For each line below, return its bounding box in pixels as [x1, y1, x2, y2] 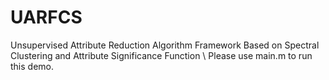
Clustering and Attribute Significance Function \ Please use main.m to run [10, 49, 313, 61]
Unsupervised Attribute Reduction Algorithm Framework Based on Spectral [10, 39, 320, 51]
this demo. [10, 60, 55, 72]
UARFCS [10, 6, 83, 29]
